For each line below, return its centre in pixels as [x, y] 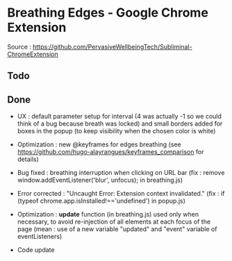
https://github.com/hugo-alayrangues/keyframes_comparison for [110, 152]
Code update [36, 250]
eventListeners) [40, 237]
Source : [19, 47]
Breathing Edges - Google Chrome [108, 13]
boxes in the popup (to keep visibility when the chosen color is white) [116, 131]
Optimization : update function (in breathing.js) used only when [108, 214]
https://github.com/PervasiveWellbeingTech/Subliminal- [112, 47]
